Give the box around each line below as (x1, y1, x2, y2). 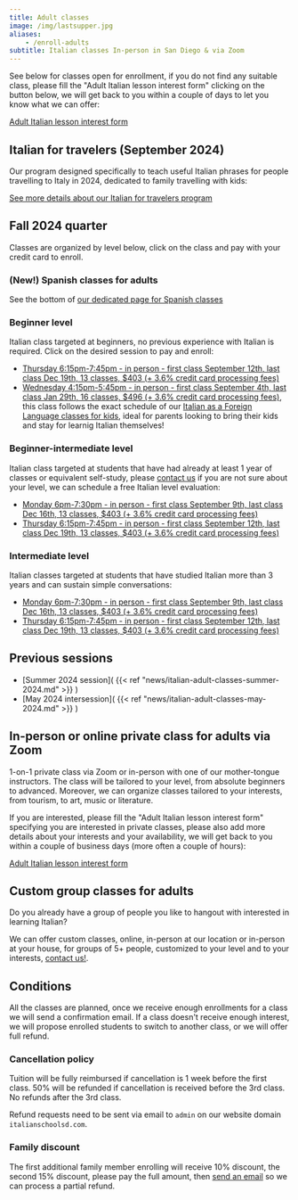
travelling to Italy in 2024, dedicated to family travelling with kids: (9, 175, 247, 185)
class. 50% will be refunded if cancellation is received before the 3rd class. (9, 1082, 286, 1093)
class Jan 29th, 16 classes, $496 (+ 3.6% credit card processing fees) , (21, 391, 282, 402)
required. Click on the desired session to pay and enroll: (9, 346, 214, 357)
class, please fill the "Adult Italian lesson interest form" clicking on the (9, 80, 265, 91)
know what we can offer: (9, 99, 101, 110)
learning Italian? (9, 916, 68, 927)
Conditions (9, 978, 72, 994)
